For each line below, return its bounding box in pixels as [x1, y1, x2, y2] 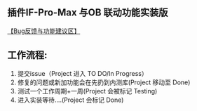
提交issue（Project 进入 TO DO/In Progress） [17, 69, 149, 77]
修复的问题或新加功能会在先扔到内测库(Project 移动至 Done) [17, 78, 191, 86]
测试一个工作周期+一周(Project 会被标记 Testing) [17, 86, 158, 95]
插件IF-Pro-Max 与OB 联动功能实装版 [7, 6, 168, 19]
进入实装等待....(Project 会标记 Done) [17, 96, 124, 104]
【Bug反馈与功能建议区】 [7, 27, 81, 35]
